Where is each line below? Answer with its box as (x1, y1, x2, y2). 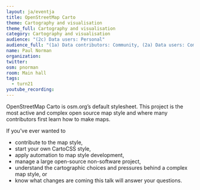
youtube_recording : (6, 87, 55, 93)
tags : (6, 75, 20, 81)
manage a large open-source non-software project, (14, 158, 141, 165)
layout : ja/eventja (6, 8, 55, 15)
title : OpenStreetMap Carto (6, 14, 76, 20)
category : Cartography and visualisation (6, 31, 111, 37)
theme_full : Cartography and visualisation (6, 25, 116, 32)
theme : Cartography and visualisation (6, 20, 102, 26)
